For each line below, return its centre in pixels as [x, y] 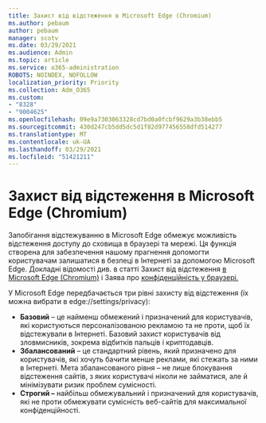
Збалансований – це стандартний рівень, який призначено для [128, 351]
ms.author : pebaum [39, 23]
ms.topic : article [39, 61]
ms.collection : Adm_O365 [49, 90]
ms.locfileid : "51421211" [51, 156]
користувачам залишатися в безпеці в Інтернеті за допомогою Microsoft [132, 261]
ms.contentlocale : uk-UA [49, 142]
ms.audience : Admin [41, 53]
